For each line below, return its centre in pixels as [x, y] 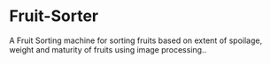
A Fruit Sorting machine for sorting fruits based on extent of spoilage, [136, 40]
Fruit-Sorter [54, 16]
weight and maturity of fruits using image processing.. [108, 49]
